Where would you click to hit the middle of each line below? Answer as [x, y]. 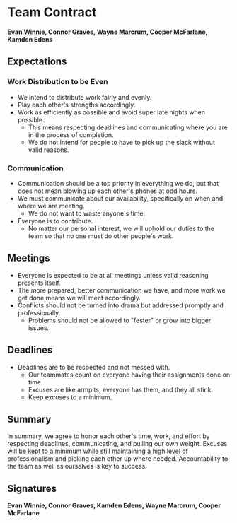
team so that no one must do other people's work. [101, 236]
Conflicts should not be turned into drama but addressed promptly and [121, 305]
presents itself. [39, 283]
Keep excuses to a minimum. [70, 397]
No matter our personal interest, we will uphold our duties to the [121, 228]
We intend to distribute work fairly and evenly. [85, 97]
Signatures [32, 488]
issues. [39, 328]
